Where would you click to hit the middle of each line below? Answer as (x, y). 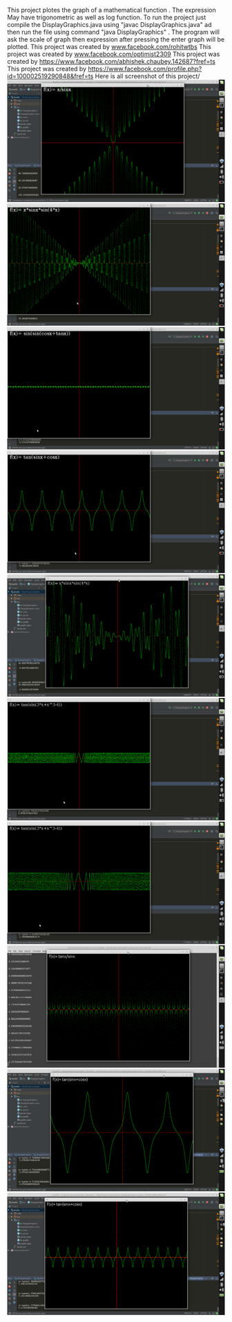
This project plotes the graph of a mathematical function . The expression (112, 10)
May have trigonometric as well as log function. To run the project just (107, 17)
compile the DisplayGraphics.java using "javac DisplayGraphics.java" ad (109, 25)
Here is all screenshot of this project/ (147, 76)
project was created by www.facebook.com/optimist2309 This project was (114, 54)
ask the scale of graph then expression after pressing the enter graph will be (116, 39)
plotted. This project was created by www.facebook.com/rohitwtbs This (109, 47)
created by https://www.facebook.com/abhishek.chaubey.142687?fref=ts (112, 61)
